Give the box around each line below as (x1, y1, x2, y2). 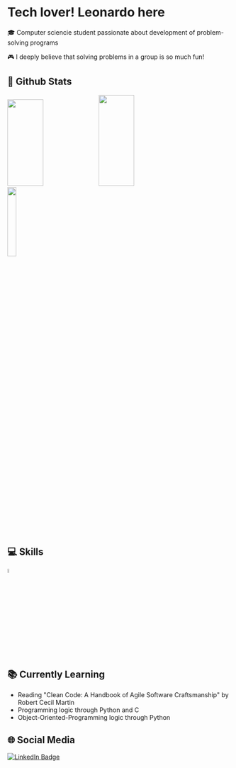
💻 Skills (7, 546, 44, 558)
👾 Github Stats (7, 76, 72, 88)
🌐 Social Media (7, 734, 76, 746)
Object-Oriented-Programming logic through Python (17, 713, 171, 722)
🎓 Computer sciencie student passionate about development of (7, 28, 196, 36)
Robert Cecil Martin (17, 699, 75, 707)
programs (30, 38, 59, 47)
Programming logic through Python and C (17, 706, 140, 714)
